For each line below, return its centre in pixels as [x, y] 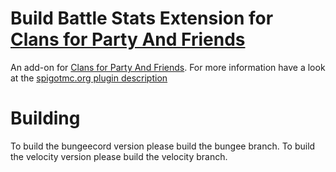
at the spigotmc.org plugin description [89, 78]
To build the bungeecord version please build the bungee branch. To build [163, 146]
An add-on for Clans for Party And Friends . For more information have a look [168, 67]
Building [45, 118]
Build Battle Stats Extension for [142, 18]
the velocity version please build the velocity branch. [119, 156]
